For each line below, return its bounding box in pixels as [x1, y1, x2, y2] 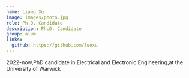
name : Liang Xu [6, 8, 44, 15]
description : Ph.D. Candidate [6, 25, 82, 32]
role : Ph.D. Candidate [6, 20, 63, 26]
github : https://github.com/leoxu [11, 43, 98, 49]
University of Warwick [6, 65, 61, 72]
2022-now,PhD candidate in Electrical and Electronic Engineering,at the [6, 58, 184, 66]
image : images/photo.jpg [6, 14, 68, 20]
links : [6, 37, 23, 43]
